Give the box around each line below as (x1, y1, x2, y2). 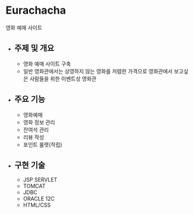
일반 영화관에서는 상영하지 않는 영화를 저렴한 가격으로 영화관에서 (23, 67, 173, 75)
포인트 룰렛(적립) (23, 141, 62, 148)
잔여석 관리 (23, 126, 49, 133)
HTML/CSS (23, 201, 51, 209)
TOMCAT (23, 182, 46, 190)
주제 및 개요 (14, 43, 55, 54)
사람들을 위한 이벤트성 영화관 (29, 75, 96, 82)
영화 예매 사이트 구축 (23, 60, 71, 67)
